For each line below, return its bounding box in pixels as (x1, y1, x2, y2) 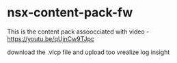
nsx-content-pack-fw (7, 5, 133, 21)
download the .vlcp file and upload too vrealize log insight (7, 48, 170, 56)
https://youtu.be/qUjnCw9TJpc (7, 34, 94, 42)
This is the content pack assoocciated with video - (7, 27, 150, 36)
